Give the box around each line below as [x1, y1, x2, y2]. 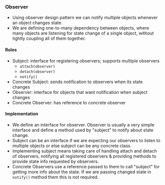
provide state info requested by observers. [12, 158, 99, 164]
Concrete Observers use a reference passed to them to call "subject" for [12, 163, 160, 169]
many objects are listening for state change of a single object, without [12, 31, 154, 36]
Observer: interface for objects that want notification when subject [12, 89, 148, 95]
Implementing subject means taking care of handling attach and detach [12, 148, 157, 154]
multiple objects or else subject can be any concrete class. [12, 143, 132, 149]
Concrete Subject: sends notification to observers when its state [12, 79, 143, 85]
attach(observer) [19, 64, 56, 69]
